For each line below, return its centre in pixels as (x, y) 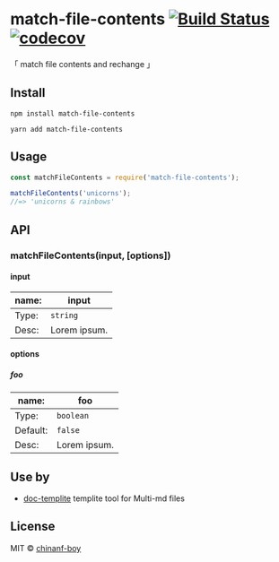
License (33, 527)
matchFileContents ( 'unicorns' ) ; (70, 194)
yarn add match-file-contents (67, 129)
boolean (72, 416)
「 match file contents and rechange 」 (83, 64)
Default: (31, 430)
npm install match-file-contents (73, 113)
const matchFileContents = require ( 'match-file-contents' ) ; (125, 177)
